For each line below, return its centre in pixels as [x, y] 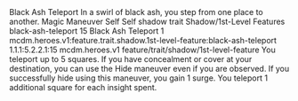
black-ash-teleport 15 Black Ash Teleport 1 [87, 31]
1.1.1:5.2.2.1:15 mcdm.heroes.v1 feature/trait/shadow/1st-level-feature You [142, 50]
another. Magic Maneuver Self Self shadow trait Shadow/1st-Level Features [147, 21]
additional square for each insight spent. [83, 87]
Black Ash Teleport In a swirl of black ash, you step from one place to [137, 12]
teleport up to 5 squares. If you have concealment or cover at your [131, 59]
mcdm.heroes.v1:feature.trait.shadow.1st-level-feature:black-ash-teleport [143, 40]
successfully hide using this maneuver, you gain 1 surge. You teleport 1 [139, 78]
